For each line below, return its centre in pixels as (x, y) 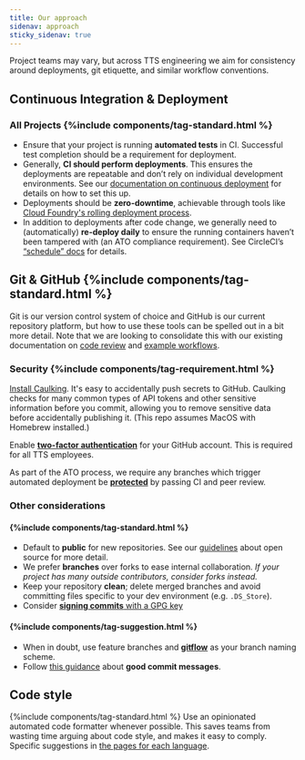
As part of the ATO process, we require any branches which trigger (135, 472)
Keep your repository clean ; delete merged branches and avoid (142, 586)
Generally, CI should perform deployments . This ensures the (137, 164)
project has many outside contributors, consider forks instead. (140, 577)
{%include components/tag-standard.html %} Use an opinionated (133, 717)
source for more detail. (66, 558)
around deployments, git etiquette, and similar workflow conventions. (139, 70)
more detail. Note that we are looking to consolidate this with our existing (147, 335)
